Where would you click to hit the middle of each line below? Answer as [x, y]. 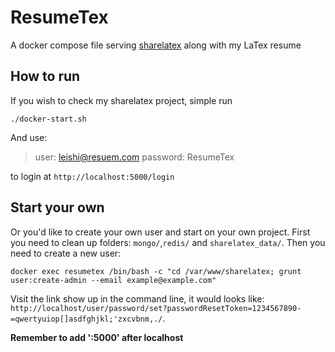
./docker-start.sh [48, 119]
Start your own [57, 207]
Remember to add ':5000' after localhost [97, 337]
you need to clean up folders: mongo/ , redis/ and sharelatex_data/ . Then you [168, 242]
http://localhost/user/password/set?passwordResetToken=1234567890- [156, 308]
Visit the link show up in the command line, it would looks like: [137, 298]
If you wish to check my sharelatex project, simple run [121, 100]
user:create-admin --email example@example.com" [113, 280]
